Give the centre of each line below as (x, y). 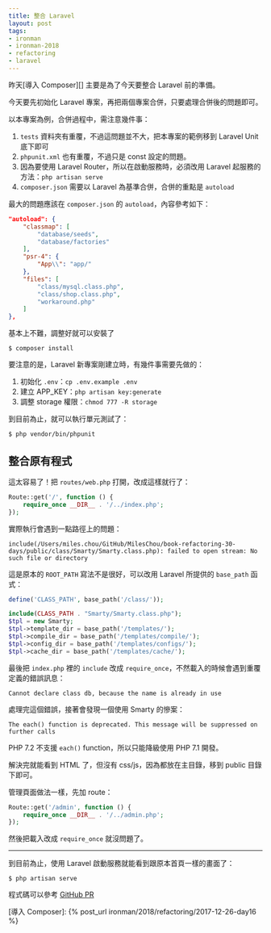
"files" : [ (41, 279)
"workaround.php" (66, 302)
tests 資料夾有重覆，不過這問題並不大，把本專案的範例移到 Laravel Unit (139, 136)
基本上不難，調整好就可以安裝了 (61, 333)
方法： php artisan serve (61, 176)
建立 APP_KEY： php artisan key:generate (91, 391)
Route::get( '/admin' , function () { (70, 807)
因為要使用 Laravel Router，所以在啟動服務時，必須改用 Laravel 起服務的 (140, 166)
